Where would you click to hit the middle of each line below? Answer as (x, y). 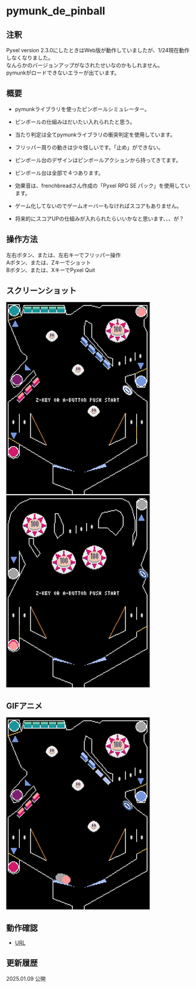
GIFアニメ (24, 706)
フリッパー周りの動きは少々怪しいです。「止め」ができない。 (89, 147)
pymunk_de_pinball (56, 11)
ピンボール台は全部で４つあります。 (59, 173)
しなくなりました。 (30, 58)
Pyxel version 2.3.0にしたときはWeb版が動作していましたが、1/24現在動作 (98, 50)
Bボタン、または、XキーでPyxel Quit (51, 270)
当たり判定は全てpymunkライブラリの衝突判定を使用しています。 (95, 134)
